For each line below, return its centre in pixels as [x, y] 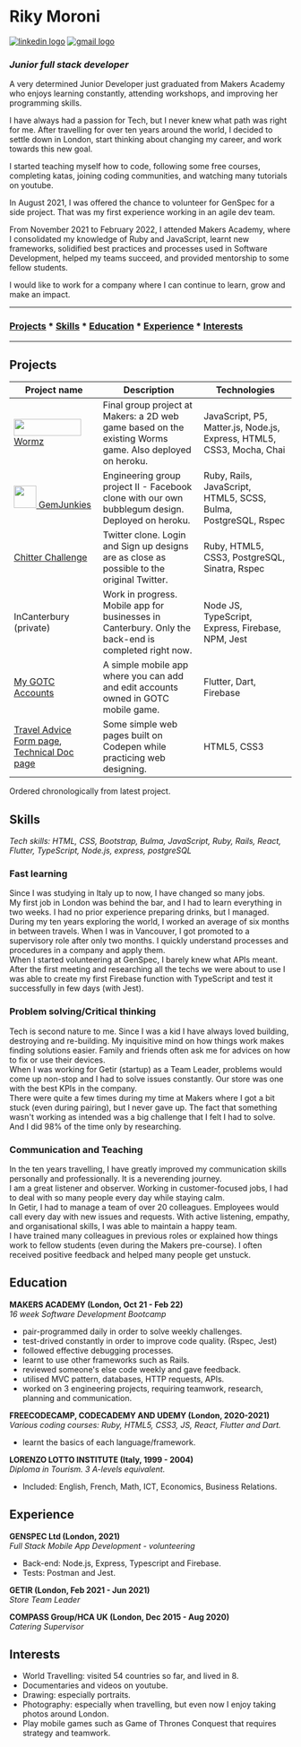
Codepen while [134, 747]
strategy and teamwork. [66, 1733]
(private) [32, 628]
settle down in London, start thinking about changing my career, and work [146, 140]
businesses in [132, 617]
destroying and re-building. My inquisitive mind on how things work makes [147, 1040]
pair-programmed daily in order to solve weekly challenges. [132, 1331]
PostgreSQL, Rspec [244, 521]
